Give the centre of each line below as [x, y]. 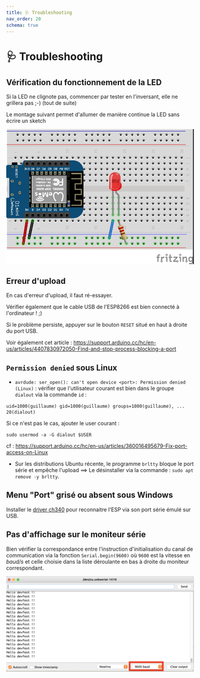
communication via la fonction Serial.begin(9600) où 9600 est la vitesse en [98, 555]
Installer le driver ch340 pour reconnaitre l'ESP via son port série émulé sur [99, 510]
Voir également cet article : [39, 343]
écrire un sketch [26, 121]
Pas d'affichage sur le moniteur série [76, 535]
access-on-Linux [27, 452]
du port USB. [22, 331]
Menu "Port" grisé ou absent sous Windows [90, 495]
